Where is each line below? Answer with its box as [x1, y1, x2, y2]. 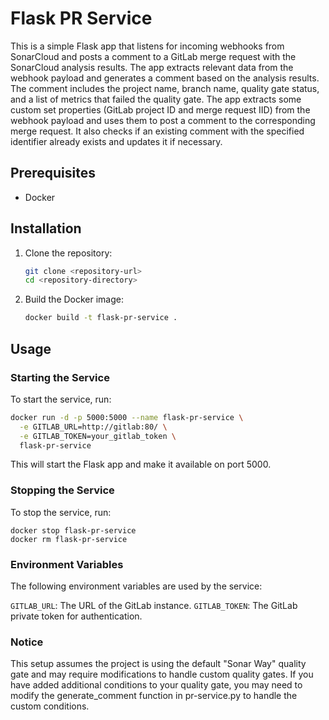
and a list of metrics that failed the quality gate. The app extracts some [10, 93, 302, 105]
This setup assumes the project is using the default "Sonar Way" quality [10, 658, 307, 670]
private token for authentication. [10, 610, 143, 622]
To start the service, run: [10, 393, 112, 405]
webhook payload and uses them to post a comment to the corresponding [10, 114, 316, 126]
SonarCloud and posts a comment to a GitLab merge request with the [10, 50, 297, 62]
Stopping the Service [10, 483, 115, 497]
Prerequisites [10, 165, 96, 182]
